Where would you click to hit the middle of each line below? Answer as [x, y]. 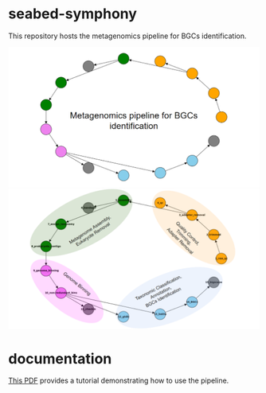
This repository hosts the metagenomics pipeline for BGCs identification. [127, 36]
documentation [60, 358]
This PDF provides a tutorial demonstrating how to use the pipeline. [119, 381]
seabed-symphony [73, 14]
